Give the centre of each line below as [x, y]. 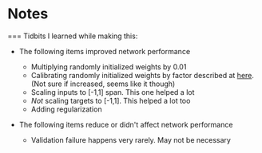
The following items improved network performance [105, 51]
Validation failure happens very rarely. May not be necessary [131, 139]
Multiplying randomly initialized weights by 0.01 [109, 67]
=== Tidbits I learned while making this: [73, 36]
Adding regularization [66, 109]
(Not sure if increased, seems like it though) [103, 84]
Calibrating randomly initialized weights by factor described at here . [143, 75]
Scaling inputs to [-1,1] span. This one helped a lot [113, 92]
